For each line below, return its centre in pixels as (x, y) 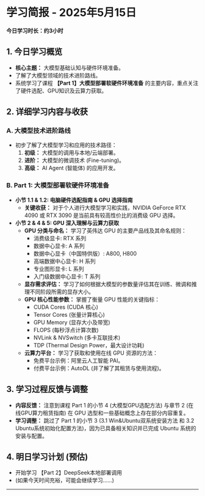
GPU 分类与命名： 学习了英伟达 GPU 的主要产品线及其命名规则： (106, 231)
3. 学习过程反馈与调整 (47, 389)
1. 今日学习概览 (34, 52)
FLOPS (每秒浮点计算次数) (66, 330)
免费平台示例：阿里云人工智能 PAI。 (78, 360)
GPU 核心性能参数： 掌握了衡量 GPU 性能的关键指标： (92, 299)
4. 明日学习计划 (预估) (47, 457)
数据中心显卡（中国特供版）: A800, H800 (85, 253)
